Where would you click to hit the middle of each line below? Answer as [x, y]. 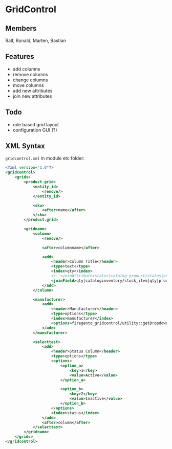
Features [20, 57]
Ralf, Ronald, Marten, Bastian [36, 40]
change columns [30, 80]
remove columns [30, 74]
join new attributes [32, 96]
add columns [26, 69]
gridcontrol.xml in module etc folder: [45, 158]
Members [21, 28]
